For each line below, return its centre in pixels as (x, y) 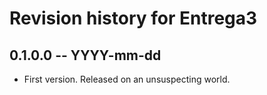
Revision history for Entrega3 (133, 18)
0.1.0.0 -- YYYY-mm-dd (85, 55)
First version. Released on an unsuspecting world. (127, 79)
